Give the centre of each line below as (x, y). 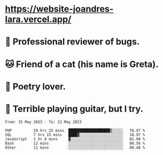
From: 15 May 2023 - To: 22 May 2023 (43, 122)
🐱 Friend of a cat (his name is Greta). (82, 64)
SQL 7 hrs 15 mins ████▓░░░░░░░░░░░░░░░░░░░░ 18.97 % (75, 135)
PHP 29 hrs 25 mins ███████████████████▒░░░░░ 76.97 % (75, 131)
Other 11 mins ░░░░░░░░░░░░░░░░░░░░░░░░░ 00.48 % (75, 148)
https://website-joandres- (59, 9)
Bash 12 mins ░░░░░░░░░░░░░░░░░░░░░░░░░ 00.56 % (75, 143)
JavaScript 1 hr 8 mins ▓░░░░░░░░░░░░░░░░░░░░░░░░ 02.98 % (75, 139)
